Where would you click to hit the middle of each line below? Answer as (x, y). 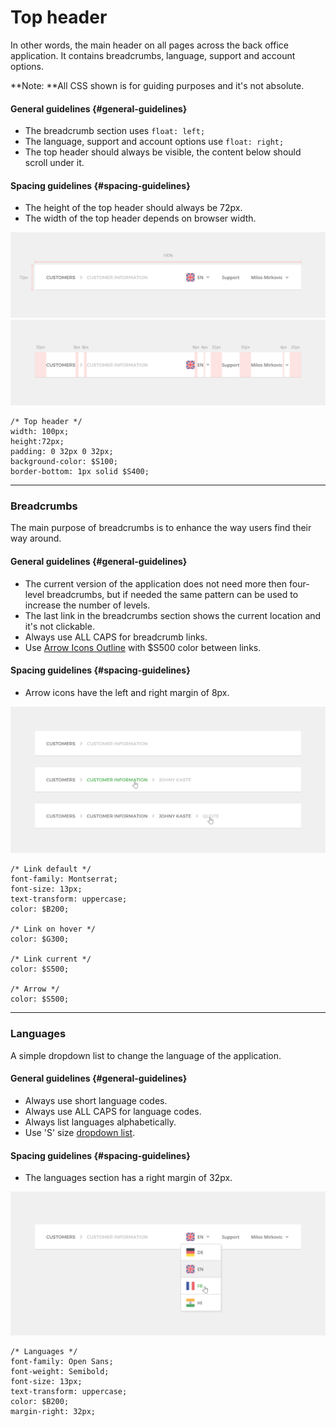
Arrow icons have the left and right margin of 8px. (127, 692)
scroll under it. (54, 163)
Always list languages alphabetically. (100, 1122)
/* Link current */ (51, 959)
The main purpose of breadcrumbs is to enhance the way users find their (161, 528)
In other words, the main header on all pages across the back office (149, 45)
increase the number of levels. (87, 605)
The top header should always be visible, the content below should (163, 152)
